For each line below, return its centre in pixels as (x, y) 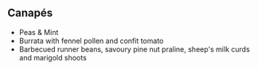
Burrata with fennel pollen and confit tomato (91, 41)
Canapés (30, 13)
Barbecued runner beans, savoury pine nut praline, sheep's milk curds (134, 49)
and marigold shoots (53, 57)
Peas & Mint (39, 32)
